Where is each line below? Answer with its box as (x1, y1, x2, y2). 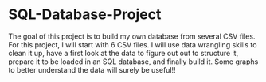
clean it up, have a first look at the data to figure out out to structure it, (8, 48, 239, 58)
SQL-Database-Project (8, 6, 162, 24)
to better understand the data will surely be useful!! (8, 65, 177, 74)
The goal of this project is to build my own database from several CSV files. (8, 32, 256, 41)
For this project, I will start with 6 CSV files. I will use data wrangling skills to (8, 39, 257, 49)
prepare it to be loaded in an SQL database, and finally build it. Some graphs (8, 57, 259, 66)
